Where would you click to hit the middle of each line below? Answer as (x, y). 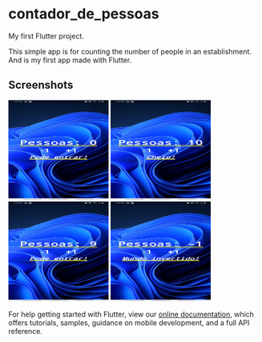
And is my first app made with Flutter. (70, 60)
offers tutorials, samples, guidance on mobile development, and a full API (129, 322)
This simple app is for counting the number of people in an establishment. (130, 51)
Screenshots (41, 85)
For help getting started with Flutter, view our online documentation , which (131, 314)
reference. (25, 331)
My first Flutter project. (46, 36)
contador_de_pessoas (84, 14)
